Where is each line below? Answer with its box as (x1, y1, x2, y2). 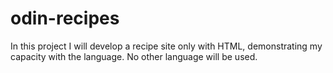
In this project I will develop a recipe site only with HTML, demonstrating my (10, 40, 323, 52)
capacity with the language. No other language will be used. (10, 50, 258, 62)
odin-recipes (10, 7, 120, 30)
